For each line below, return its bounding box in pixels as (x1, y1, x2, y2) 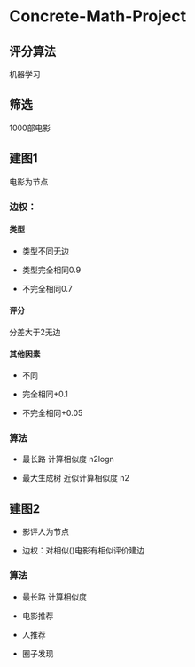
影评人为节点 (21, 526, 69, 538)
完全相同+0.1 (21, 388, 69, 400)
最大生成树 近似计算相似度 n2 (21, 473, 130, 483)
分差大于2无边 (9, 326, 61, 337)
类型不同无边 (21, 246, 69, 256)
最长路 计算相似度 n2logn (21, 454, 115, 465)
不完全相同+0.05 (21, 408, 83, 419)
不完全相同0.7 (21, 283, 74, 294)
